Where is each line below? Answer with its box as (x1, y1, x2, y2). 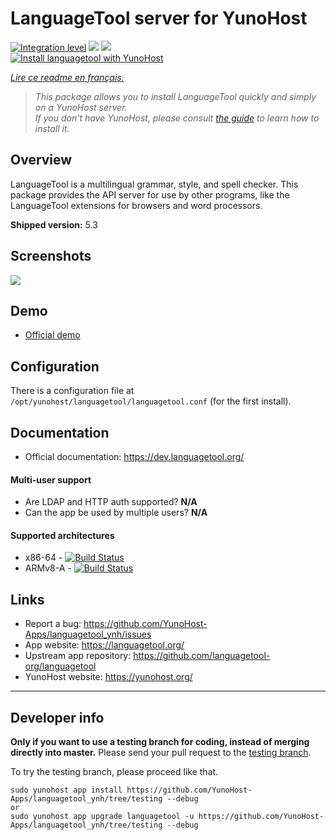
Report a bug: (24, 618, 82, 630)
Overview (10, 152, 73, 169)
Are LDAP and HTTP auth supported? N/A (24, 496, 198, 508)
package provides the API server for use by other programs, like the (10, 188, 290, 201)
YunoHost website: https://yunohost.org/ (24, 671, 193, 683)
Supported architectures (10, 529, 115, 541)
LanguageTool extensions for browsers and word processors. (10, 199, 263, 211)
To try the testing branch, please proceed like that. (10, 766, 219, 778)
